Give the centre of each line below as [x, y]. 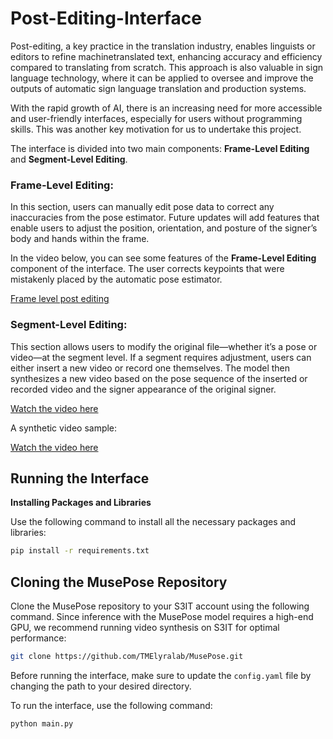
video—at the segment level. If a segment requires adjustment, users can [161, 357]
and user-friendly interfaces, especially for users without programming [156, 118]
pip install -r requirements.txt [80, 551]
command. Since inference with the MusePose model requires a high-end [162, 617]
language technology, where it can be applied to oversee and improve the [162, 78]
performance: [38, 638]
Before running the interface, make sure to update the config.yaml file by [161, 675]
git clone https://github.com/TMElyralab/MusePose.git [127, 657]
